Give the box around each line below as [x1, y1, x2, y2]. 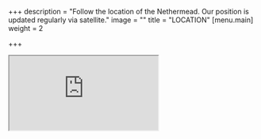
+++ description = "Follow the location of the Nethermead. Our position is [8, 7, 250, 16]
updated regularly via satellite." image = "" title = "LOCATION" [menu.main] [8, 15, 254, 25]
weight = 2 [8, 24, 44, 33]
